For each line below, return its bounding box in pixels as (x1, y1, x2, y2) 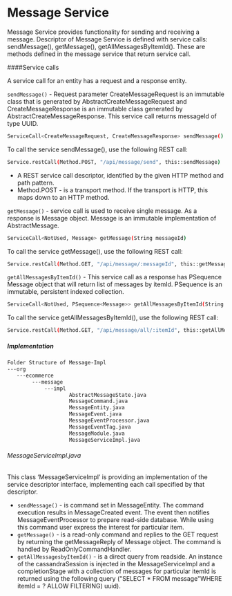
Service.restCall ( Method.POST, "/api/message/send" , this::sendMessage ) (7, 158, 221, 165)
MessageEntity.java (68, 404, 126, 411)
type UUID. (7, 119, 39, 127)
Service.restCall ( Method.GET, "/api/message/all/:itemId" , (7, 327, 181, 334)
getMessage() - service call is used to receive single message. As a (7, 206, 197, 215)
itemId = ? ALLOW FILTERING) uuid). (17, 581, 121, 590)
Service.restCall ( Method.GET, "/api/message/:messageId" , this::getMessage (7, 261, 230, 268)
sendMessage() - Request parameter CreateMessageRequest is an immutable (7, 90, 224, 98)
